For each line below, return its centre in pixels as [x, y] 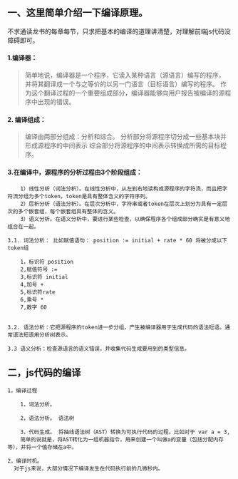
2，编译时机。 [25, 461]
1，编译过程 [22, 391]
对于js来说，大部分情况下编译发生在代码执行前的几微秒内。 [89, 469]
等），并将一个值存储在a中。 [42, 448]
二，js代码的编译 [44, 372]
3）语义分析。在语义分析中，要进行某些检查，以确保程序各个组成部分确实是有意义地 [125, 220]
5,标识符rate [38, 292]
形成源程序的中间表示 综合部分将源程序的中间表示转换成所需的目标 [123, 145]
